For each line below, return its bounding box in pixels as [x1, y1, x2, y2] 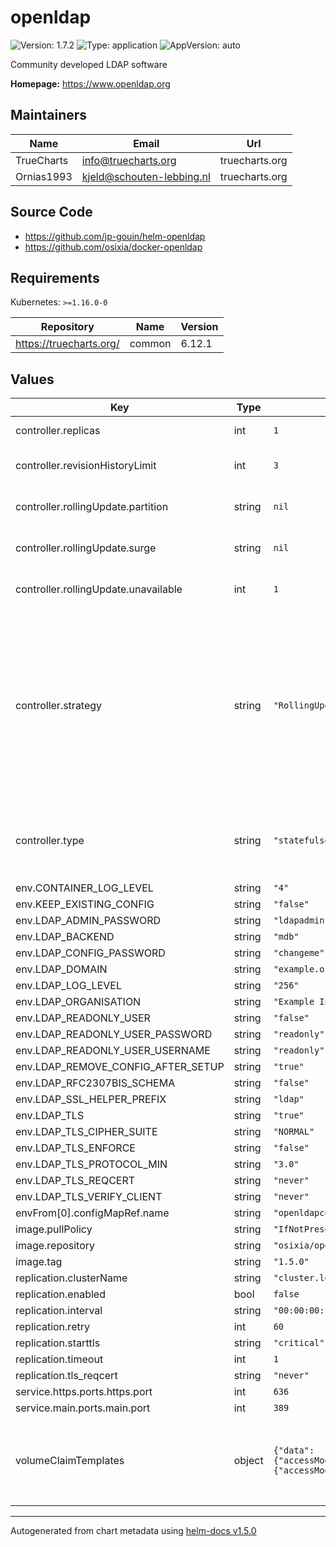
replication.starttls [15, 1336, 101, 1350]
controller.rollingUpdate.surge [15, 541, 157, 555]
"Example [273, 996, 315, 1008]
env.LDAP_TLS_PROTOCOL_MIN [15, 1157, 168, 1171]
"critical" [273, 1337, 325, 1349]
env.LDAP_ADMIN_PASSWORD [15, 914, 162, 928]
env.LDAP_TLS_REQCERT [15, 1174, 136, 1188]
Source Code [10, 204, 93, 221]
